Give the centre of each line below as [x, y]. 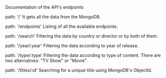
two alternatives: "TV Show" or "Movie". [46, 61]
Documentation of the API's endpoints [44, 7]
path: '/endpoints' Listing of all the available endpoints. [62, 26]
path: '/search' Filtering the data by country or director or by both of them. [82, 36]
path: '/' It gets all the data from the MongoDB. [53, 17]
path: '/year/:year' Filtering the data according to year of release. [72, 46]
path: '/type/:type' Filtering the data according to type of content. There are [83, 55]
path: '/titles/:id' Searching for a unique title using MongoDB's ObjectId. [79, 70]
